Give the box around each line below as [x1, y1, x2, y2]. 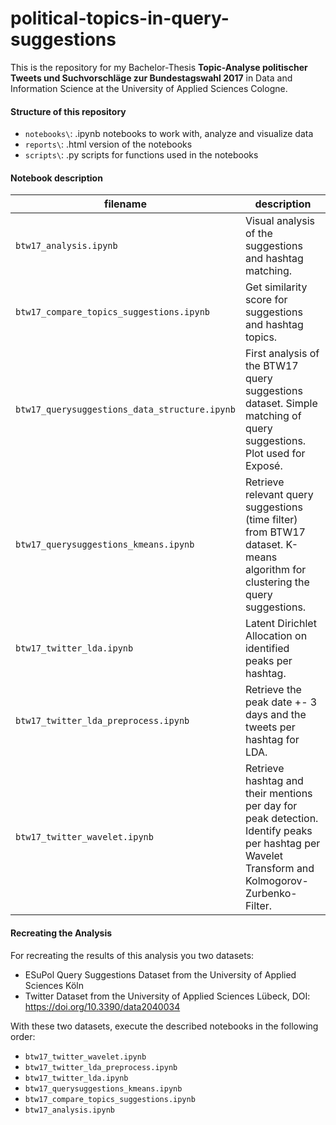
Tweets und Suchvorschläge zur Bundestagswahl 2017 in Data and [10, 72, 293, 84]
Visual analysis [244, 214, 316, 228]
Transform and [244, 862, 315, 876]
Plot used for [244, 447, 306, 461]
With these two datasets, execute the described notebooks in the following [10, 1020, 319, 1032]
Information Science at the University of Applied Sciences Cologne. [10, 82, 288, 94]
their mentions [244, 787, 313, 801]
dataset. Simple [244, 397, 318, 411]
